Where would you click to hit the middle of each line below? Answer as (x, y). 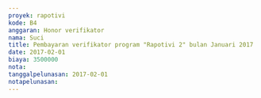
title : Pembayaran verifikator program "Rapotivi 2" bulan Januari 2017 (131, 45)
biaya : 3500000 (33, 60)
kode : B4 (23, 23)
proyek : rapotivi (37, 15)
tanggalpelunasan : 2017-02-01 (58, 74)
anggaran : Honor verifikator (56, 30)
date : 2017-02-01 (37, 52)
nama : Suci (26, 38)
